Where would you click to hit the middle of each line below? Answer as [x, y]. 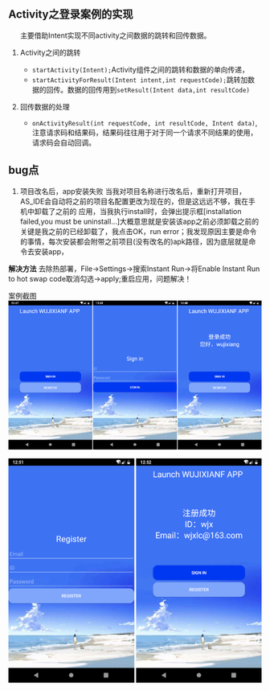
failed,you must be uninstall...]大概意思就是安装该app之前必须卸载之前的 [139, 221]
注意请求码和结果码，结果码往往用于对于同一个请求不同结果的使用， [145, 132]
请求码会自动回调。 [64, 142]
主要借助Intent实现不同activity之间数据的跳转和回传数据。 [115, 35]
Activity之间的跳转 [50, 52]
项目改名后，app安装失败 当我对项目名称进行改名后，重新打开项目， [133, 191]
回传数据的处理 [45, 106]
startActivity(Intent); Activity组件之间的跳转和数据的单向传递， [140, 69]
